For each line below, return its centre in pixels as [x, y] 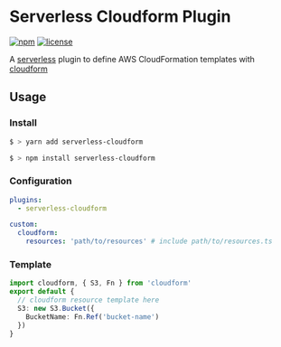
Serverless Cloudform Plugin [120, 17]
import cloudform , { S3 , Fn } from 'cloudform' [101, 283]
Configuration [41, 181]
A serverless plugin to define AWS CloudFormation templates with [132, 59]
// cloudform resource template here [89, 300]
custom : [24, 225]
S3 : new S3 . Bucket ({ [56, 308]
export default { [42, 292]
